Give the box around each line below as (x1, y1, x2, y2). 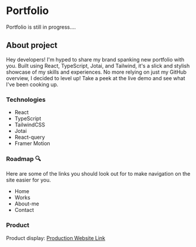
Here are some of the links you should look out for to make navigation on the (6, 170, 191, 177)
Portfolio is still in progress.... (6, 23, 76, 30)
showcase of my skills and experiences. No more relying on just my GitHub (6, 68, 187, 76)
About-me (14, 200, 39, 207)
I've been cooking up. (6, 81, 59, 88)
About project (6, 40, 57, 50)
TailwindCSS (14, 121, 46, 128)
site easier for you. (6, 177, 51, 184)
